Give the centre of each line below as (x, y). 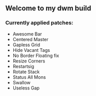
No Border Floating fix (36, 55)
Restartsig (23, 66)
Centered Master (30, 39)
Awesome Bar (27, 34)
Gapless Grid (26, 45)
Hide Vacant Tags (31, 50)
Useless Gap (26, 88)
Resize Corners (29, 61)
